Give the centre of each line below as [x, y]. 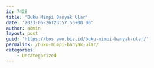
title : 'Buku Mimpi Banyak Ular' [47, 17]
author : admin [24, 28]
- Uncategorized [37, 56]
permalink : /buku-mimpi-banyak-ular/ [53, 45]
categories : [21, 50]
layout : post [22, 34]
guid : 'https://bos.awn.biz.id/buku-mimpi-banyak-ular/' [78, 39]
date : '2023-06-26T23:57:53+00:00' [50, 22]
